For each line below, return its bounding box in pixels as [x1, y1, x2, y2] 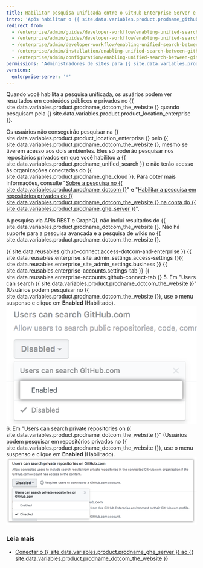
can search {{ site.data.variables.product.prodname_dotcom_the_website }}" [6, 280, 197, 287]
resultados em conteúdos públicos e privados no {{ [6, 97, 134, 105]
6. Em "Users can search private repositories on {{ [6, 425, 132, 432]
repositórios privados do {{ [6, 192, 74, 199]
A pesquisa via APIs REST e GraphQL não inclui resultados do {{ [6, 217, 166, 224]
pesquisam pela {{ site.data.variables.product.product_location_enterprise [6, 110, 191, 117]
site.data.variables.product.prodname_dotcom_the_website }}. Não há [6, 224, 180, 231]
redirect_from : [6, 22, 45, 28]
